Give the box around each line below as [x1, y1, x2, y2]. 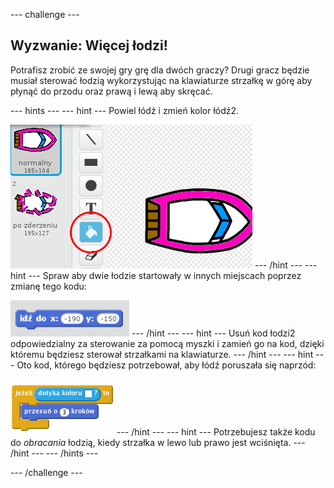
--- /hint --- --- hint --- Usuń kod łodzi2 [131, 327, 296, 339]
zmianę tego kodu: [10, 280, 87, 292]
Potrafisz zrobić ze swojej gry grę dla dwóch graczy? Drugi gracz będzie [10, 64, 310, 76]
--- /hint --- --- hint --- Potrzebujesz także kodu [116, 425, 316, 438]
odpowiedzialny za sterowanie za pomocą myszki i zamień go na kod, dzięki [10, 337, 325, 349]
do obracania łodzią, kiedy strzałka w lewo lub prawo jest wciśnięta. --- [10, 436, 306, 448]
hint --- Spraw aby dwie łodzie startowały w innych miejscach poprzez [10, 269, 302, 281]
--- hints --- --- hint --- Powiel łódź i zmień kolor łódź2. [10, 104, 240, 116]
